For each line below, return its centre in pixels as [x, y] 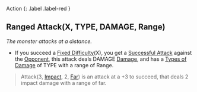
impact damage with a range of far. [63, 83]
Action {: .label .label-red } [39, 9]
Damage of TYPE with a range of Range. [64, 65]
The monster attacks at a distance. [49, 41]
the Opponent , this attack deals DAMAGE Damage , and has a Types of [101, 59]
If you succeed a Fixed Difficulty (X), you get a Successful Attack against [103, 52]
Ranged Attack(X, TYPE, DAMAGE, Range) [86, 27]
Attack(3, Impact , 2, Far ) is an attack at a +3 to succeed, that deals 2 [104, 77]
